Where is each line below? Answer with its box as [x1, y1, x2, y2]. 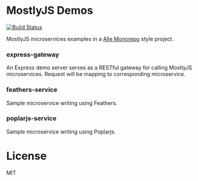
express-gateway [6, 50, 59, 59]
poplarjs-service [6, 114, 57, 122]
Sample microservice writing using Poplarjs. [6, 128, 116, 135]
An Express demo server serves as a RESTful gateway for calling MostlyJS [6, 64, 193, 71]
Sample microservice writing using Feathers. [6, 99, 118, 106]
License [6, 149, 47, 163]
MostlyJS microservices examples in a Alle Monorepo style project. [6, 35, 174, 42]
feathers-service [6, 86, 58, 94]
